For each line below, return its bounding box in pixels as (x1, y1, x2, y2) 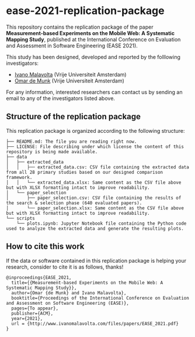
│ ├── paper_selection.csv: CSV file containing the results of (6, 195, 182, 201)
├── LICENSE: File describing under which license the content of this (6, 143, 184, 150)
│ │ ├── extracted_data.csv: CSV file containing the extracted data (6, 164, 190, 170)
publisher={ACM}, (11, 310, 54, 317)
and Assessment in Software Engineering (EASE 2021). (6, 42, 138, 49)
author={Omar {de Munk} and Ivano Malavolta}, (11, 290, 127, 296)
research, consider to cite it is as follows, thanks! (6, 263, 124, 270)
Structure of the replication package (6, 112, 141, 122)
